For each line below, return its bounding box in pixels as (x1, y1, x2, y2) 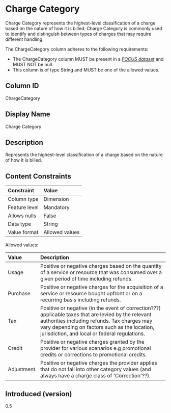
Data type (8, 220, 32, 227)
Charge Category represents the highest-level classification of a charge (5, 20, 156, 26)
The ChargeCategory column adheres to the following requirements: (5, 46, 149, 52)
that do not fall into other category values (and (40, 366, 151, 373)
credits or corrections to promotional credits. (40, 351, 147, 358)
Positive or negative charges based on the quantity (40, 263, 162, 270)
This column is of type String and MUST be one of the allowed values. (12, 67, 160, 73)
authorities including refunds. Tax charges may (40, 317, 153, 324)
